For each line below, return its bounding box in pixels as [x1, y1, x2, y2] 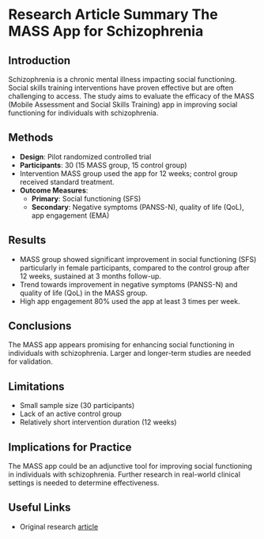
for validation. [8, 357, 53, 366]
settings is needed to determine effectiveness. [8, 478, 160, 488]
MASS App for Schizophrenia [8, 22, 204, 40]
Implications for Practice [8, 440, 132, 454]
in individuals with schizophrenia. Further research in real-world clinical [8, 470, 241, 479]
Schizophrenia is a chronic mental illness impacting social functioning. [8, 75, 237, 84]
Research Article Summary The [8, 6, 219, 24]
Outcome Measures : [19, 185, 89, 195]
